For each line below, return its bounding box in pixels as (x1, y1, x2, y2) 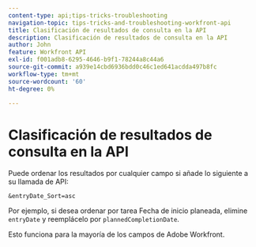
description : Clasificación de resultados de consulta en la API (8, 33, 228, 42)
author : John (8, 41, 51, 49)
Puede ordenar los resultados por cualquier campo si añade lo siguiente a (8, 169, 249, 178)
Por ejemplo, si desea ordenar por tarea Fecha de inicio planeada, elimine (8, 206, 248, 215)
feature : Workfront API (8, 48, 87, 56)
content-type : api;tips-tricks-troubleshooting (8, 11, 168, 20)
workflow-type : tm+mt (8, 70, 80, 78)
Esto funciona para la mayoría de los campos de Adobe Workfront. (8, 230, 225, 239)
